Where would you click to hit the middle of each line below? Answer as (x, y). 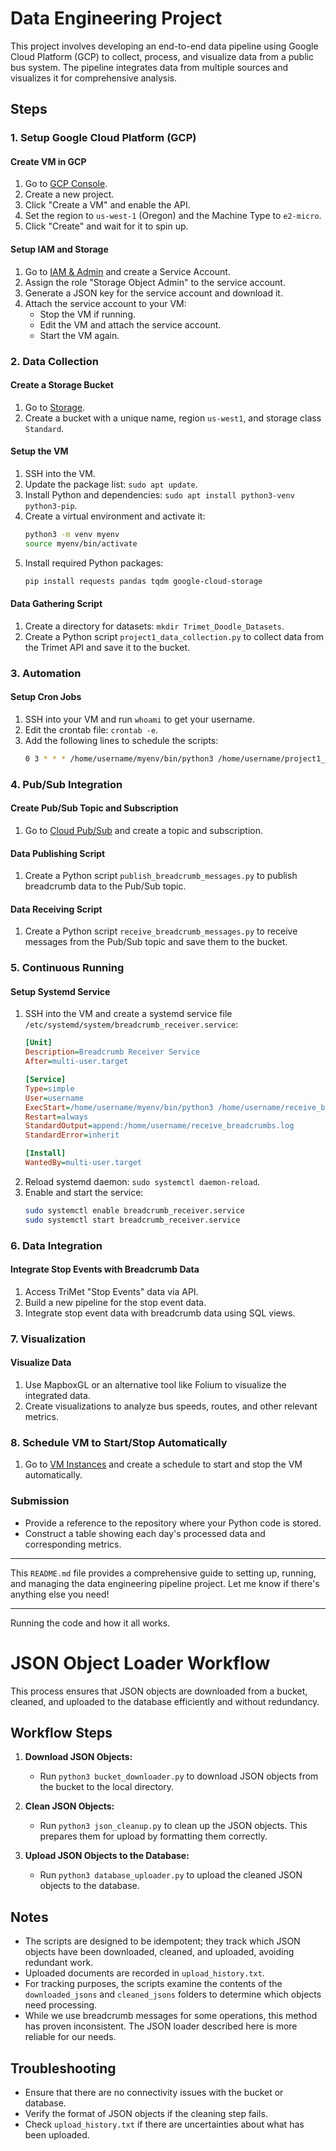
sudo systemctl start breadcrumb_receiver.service (132, 1220)
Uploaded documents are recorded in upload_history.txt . (144, 1973)
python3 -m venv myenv (72, 534)
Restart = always (56, 1117)
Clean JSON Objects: (69, 1806)
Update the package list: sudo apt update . (111, 484)
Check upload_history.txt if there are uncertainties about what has (164, 2124)
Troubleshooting (63, 2068)
